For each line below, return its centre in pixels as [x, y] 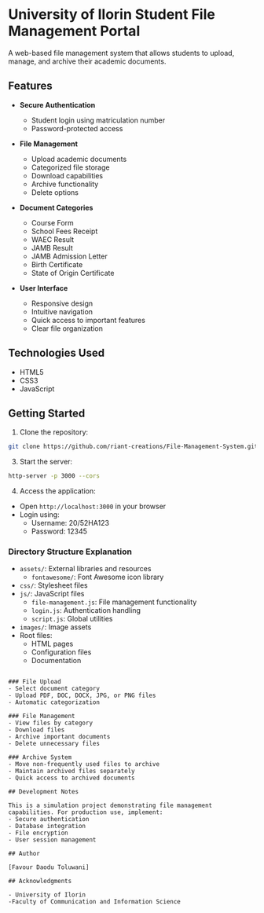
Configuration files [61, 652]
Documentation [56, 661]
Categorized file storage [70, 167]
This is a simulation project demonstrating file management [110, 806]
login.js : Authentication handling [86, 610]
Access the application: [57, 491]
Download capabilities [67, 175]
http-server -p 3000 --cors [54, 476]
